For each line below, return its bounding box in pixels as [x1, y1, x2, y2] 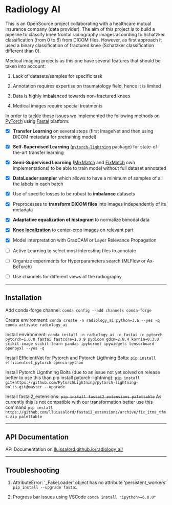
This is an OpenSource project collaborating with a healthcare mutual [5, 20, 152, 27]
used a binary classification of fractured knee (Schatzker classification [5, 42, 155, 48]
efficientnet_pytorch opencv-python [5, 360, 83, 365]
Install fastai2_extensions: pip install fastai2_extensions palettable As [5, 393, 162, 400]
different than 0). [5, 48, 41, 54]
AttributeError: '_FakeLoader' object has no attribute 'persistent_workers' [12, 479, 167, 486]
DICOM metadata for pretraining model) [12, 134, 97, 140]
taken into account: [5, 63, 46, 69]
